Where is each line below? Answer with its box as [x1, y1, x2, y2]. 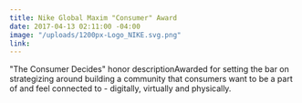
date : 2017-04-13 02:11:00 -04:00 [9, 22, 141, 31]
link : [9, 38, 30, 48]
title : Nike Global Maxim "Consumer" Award [9, 13, 178, 23]
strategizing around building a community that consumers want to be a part [9, 74, 294, 85]
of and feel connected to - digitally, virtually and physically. [9, 83, 232, 94]
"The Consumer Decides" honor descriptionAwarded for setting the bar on [9, 64, 290, 75]
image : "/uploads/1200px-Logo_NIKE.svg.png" [9, 30, 182, 39]
